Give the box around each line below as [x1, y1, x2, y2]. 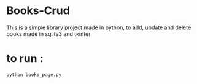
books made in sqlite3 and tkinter [6, 30, 91, 37]
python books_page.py [6, 71, 62, 78]
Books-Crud [6, 4, 71, 18]
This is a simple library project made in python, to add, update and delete [6, 24, 191, 31]
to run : [6, 52, 44, 66]
